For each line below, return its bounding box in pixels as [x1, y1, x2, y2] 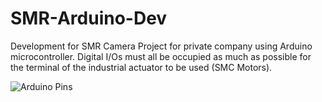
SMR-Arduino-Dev [10, 7, 168, 30]
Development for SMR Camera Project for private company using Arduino [10, 40, 313, 52]
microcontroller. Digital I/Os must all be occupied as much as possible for [10, 50, 312, 62]
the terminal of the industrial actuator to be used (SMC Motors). [10, 61, 273, 73]
